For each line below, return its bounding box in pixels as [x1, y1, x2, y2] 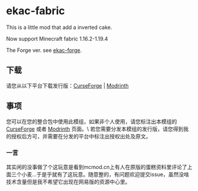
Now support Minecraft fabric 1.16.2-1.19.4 [6, 35, 108, 42]
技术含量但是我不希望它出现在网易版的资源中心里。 [6, 178, 131, 185]
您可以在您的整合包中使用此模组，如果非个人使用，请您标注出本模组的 [6, 118, 177, 125]
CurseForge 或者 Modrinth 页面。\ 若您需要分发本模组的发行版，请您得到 [6, 125, 184, 132]
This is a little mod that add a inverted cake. [6, 24, 112, 31]
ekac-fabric [6, 4, 65, 18]
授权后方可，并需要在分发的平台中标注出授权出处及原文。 [11, 132, 151, 140]
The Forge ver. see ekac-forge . [6, 46, 82, 54]
